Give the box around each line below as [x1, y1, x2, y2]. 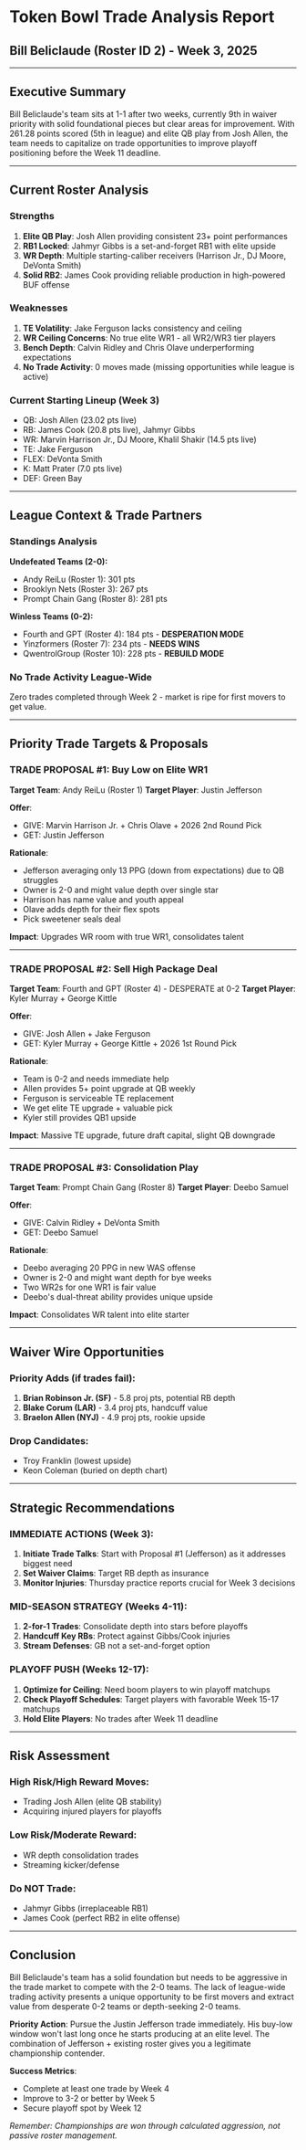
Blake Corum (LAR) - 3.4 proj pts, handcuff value [22, 1402, 208, 1413]
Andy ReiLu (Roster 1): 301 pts [22, 574, 136, 585]
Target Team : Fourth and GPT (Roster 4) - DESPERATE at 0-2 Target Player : [9, 984, 296, 995]
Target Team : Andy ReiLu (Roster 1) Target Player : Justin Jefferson [9, 784, 262, 796]
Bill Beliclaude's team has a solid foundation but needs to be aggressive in [9, 1971, 288, 1983]
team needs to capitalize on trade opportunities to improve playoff [9, 137, 258, 148]
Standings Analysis [9, 535, 97, 548]
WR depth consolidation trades [22, 1850, 139, 1860]
